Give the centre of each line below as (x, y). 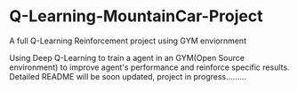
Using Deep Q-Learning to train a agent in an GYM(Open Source (127, 57)
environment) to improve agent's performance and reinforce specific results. (149, 67)
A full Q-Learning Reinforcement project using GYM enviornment (128, 41)
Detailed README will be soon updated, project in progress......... (128, 76)
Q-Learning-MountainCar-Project (136, 16)
